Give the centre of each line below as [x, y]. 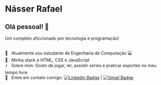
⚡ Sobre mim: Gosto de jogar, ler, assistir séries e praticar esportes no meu [81, 65]
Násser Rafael [34, 9]
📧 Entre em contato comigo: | [54, 78]
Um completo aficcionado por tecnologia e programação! [62, 38]
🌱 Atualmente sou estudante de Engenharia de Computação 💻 [69, 53]
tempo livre [16, 72]
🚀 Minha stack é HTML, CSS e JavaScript [47, 60]
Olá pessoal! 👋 [27, 27]
